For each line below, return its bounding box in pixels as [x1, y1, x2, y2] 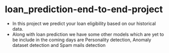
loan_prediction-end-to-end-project [5, 4, 163, 15]
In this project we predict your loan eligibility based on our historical [12, 20, 156, 26]
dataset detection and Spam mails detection [12, 42, 106, 48]
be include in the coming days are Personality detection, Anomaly [12, 37, 152, 43]
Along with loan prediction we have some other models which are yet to [12, 31, 164, 37]
